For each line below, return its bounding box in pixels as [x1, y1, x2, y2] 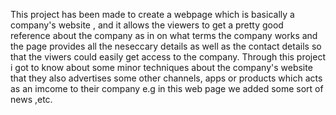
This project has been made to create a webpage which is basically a [10, 9, 295, 20]
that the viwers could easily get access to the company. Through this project [10, 51, 326, 63]
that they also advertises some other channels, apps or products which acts [10, 72, 323, 84]
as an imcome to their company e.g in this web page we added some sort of [10, 83, 324, 94]
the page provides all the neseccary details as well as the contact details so [10, 40, 322, 52]
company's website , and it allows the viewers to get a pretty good [10, 19, 284, 31]
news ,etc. [10, 94, 53, 105]
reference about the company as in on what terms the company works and [10, 30, 318, 41]
